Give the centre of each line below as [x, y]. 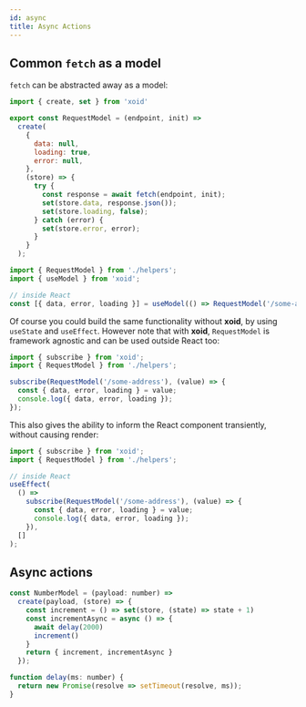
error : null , [58, 160]
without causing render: [54, 435]
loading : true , [62, 152]
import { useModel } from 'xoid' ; [75, 279]
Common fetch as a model [85, 63]
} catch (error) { [68, 220]
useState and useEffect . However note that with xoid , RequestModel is [140, 331]
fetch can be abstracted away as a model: [89, 85]
